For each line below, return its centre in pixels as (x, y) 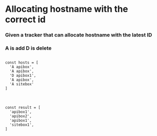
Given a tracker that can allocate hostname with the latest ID (79, 35)
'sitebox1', (22, 125)
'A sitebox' (22, 84)
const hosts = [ (22, 63)
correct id (25, 19)
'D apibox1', (23, 76)
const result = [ (23, 108)
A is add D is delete (28, 48)
